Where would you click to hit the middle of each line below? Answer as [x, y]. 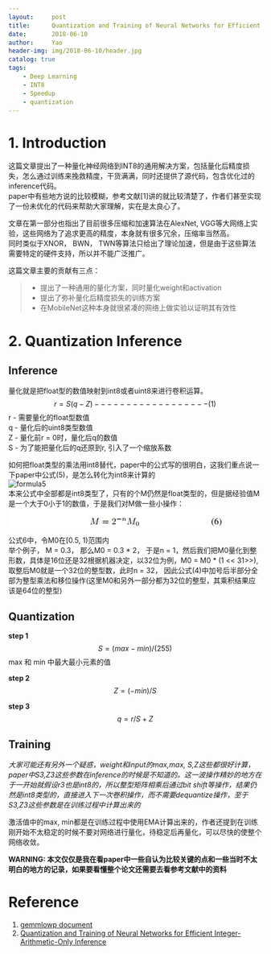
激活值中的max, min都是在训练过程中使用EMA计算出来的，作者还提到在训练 [133, 822]
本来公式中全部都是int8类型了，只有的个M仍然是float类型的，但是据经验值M [134, 494]
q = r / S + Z [135, 719]
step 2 [19, 678]
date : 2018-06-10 [48, 34]
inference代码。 [35, 186]
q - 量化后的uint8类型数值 [51, 427]
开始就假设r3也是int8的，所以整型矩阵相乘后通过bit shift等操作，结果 [136, 784]
